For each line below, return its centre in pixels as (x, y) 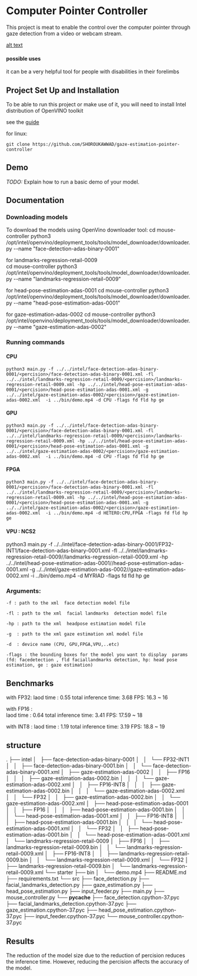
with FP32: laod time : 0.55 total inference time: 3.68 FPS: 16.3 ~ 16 (87, 697)
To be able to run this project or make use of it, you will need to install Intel (96, 104)
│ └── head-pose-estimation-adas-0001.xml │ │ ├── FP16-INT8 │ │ (96, 816)
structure (24, 745)
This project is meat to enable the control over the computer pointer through (98, 27)
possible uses (24, 58)
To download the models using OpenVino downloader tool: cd (81, 230)
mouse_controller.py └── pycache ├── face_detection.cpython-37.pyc (93, 897)
